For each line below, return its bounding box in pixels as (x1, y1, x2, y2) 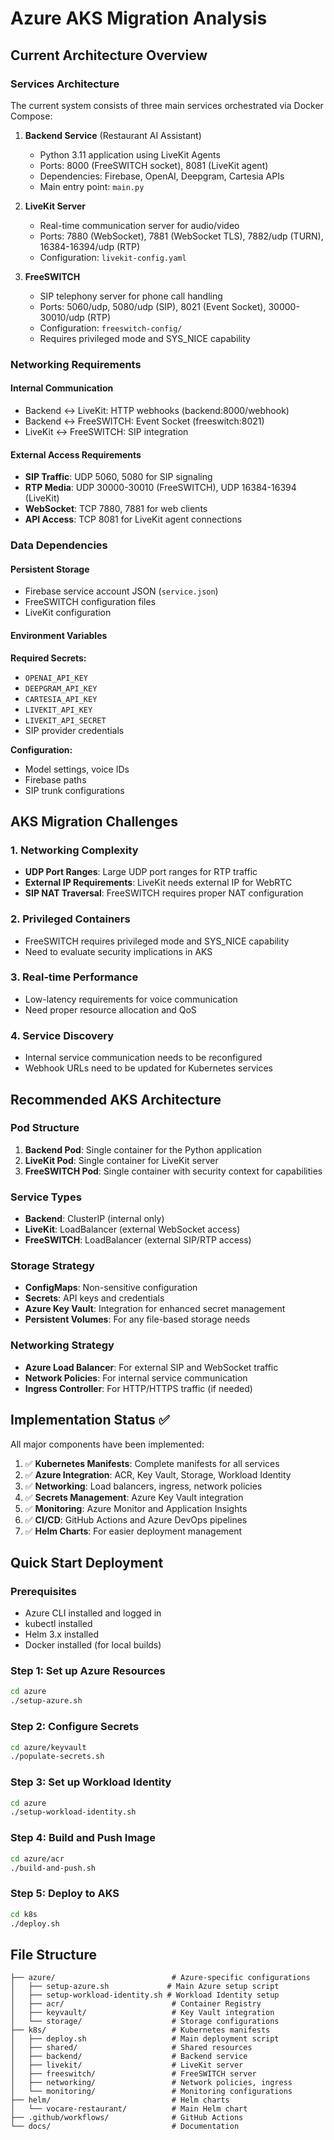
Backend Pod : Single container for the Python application (24, 1143, 262, 1156)
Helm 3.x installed (24, 1628, 99, 1641)
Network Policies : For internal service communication (24, 1372, 248, 1384)
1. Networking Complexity (10, 843, 139, 857)
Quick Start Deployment (10, 1554, 164, 1571)
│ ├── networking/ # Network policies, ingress (10, 2078, 293, 2088)
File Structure (10, 1946, 97, 1963)
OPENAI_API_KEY (24, 673, 89, 683)
